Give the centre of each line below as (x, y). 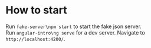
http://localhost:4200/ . (35, 39)
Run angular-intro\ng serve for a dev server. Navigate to (75, 32)
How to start (36, 10)
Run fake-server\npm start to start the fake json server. (74, 26)
